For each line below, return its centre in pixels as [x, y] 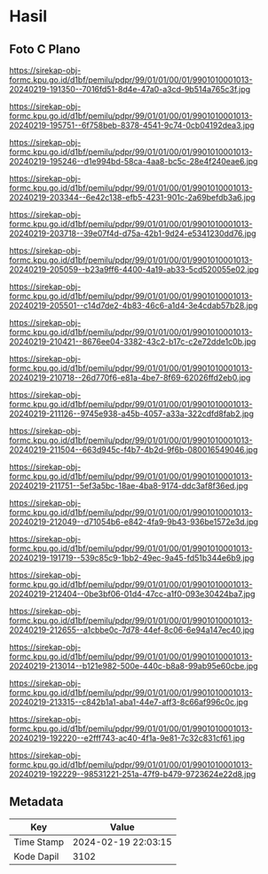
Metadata [36, 802]
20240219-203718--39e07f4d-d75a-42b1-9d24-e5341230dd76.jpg [133, 233]
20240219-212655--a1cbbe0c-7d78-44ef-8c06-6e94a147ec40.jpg [132, 630]
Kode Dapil [36, 856]
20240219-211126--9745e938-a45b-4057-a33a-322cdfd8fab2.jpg [132, 413]
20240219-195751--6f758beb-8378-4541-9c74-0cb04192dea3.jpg [132, 125]
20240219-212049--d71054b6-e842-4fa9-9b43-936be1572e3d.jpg [134, 522]
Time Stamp [39, 842]
